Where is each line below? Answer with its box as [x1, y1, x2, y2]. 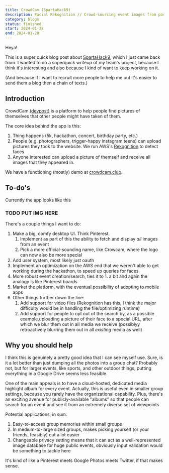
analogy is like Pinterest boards [12, 278, 78, 284]
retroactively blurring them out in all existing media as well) [20, 326, 142, 332]
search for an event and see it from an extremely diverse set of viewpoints [5, 401, 159, 407]
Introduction [5, 94, 45, 103]
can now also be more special [20, 252, 82, 258]
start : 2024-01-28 [5, 26, 44, 31]
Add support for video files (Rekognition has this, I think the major [20, 300, 156, 306]
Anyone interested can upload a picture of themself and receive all [12, 154, 151, 160]
